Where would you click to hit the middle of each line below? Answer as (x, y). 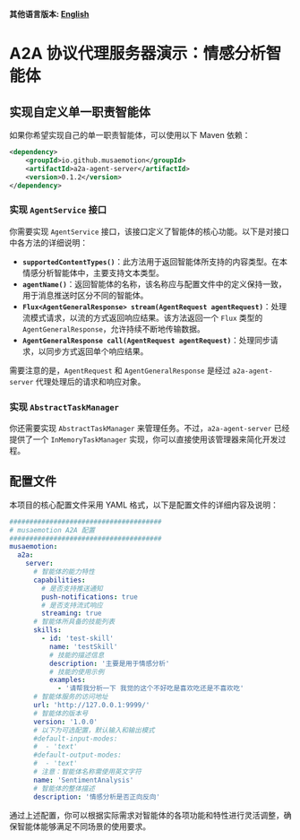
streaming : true (72, 613)
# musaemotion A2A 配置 (52, 530)
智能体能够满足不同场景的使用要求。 (83, 826)
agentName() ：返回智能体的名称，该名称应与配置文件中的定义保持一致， (154, 284)
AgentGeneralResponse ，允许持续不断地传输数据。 (113, 329)
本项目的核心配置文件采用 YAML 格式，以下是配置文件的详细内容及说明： (144, 505)
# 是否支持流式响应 (72, 605)
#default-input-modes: (75, 739)
